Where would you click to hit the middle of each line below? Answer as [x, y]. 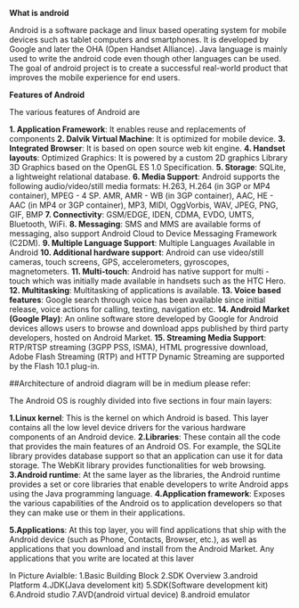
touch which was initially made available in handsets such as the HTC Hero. [148, 281]
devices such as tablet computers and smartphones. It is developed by [139, 40]
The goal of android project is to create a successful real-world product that [149, 68]
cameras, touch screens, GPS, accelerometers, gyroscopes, [119, 262]
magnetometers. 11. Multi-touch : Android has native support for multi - [139, 271]
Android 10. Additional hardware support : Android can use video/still [137, 252]
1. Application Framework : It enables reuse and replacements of [128, 129]
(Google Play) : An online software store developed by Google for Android [144, 319]
